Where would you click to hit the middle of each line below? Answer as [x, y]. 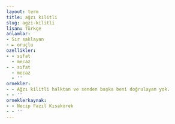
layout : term [22, 12]
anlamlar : [19, 34]
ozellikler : [21, 51]
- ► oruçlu [20, 45]
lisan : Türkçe [24, 28]
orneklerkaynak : [26, 100]
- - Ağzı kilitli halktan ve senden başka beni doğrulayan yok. [88, 89]
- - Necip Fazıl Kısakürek [40, 106]
